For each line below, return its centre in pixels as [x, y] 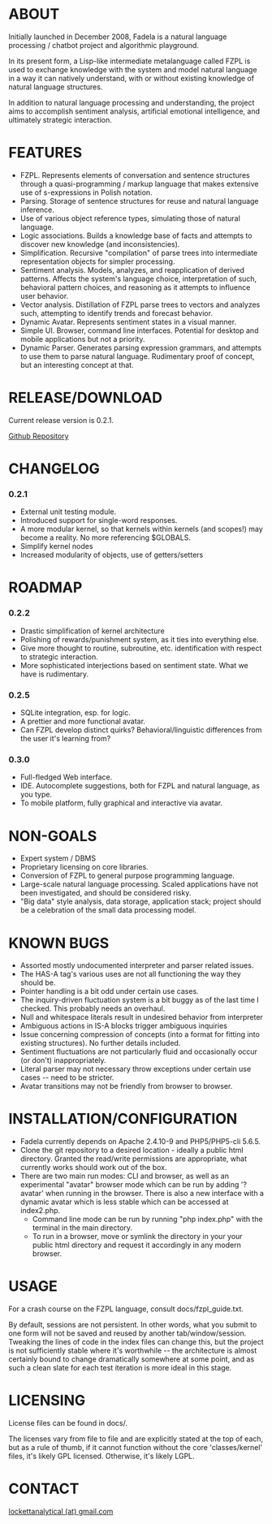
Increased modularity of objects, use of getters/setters [112, 555]
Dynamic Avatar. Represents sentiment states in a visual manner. [128, 322]
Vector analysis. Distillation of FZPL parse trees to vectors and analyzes [140, 304]
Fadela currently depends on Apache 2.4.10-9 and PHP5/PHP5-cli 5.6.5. [140, 1142]
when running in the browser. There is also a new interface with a [155, 1194]
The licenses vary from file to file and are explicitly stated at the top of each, [136, 1439]
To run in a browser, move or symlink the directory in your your [137, 1237]
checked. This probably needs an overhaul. [93, 1008]
